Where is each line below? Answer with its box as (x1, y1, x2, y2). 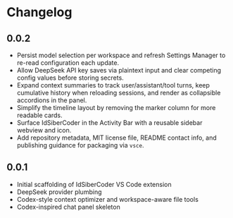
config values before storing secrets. (16, 73, 124, 82)
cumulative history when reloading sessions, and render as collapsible (16, 89, 221, 97)
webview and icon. (16, 126, 72, 134)
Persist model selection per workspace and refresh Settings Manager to (16, 51, 226, 59)
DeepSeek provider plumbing (16, 188, 102, 196)
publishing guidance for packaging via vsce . (16, 141, 144, 149)
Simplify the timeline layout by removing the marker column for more (16, 104, 216, 111)
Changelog (6, 4, 73, 20)
